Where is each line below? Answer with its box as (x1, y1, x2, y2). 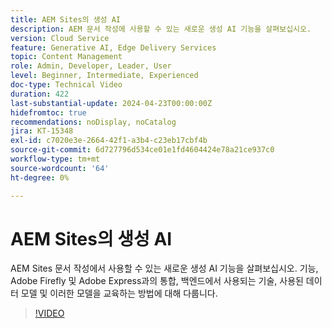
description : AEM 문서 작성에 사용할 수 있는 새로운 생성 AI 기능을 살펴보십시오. (10, 24, 312, 34)
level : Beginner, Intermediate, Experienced (10, 71, 199, 81)
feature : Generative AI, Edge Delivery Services (10, 42, 217, 53)
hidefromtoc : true (10, 107, 87, 118)
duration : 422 (10, 89, 70, 99)
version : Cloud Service (10, 33, 110, 43)
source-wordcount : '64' (10, 163, 110, 173)
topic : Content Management (10, 52, 123, 62)
